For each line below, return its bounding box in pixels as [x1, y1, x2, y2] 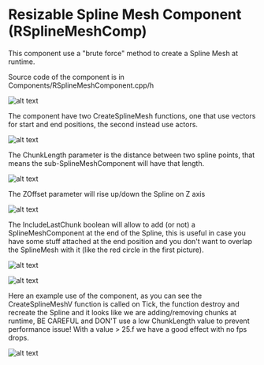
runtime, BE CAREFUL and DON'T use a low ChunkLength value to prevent [8, 316, 250, 325]
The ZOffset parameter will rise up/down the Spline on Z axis [8, 189, 206, 198]
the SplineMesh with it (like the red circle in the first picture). [8, 245, 204, 254]
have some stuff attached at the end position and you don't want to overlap [8, 236, 253, 246]
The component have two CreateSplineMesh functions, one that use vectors [8, 111, 256, 120]
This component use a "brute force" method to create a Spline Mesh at [8, 48, 239, 58]
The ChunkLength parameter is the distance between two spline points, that [8, 150, 255, 160]
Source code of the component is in [8, 72, 125, 81]
